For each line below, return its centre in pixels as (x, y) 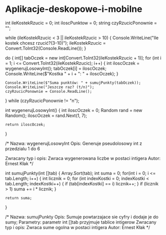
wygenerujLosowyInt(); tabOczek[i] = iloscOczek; (56, 68)
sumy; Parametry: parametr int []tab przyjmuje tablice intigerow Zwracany (81, 222)
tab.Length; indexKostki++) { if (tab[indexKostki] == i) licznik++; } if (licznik (82, 183)
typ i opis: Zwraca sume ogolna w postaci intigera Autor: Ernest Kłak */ (78, 227)
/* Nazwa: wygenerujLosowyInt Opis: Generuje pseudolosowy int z (74, 143)
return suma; (19, 198)
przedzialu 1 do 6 (23, 148)
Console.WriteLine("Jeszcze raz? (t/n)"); (50, 87)
